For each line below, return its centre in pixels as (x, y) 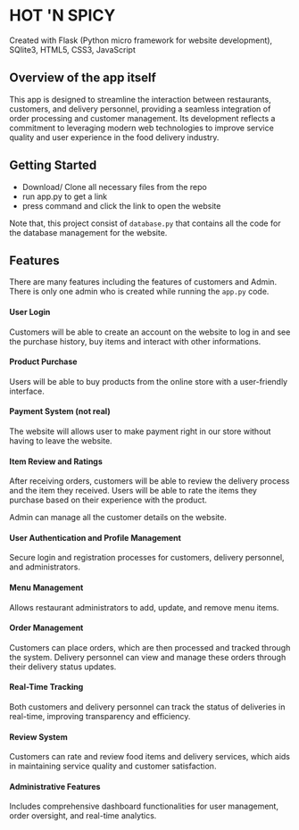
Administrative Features (55, 786)
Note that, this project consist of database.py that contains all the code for (145, 223)
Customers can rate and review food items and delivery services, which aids (150, 757)
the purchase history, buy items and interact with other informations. (135, 341)
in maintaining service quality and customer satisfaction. (113, 766)
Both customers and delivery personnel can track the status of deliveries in (147, 707)
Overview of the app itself (83, 78)
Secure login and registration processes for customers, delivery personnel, (147, 558)
